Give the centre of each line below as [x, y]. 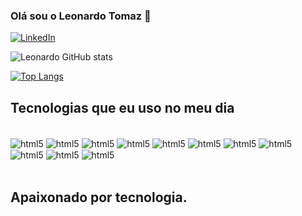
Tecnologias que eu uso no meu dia [122, 107]
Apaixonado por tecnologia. [99, 197]
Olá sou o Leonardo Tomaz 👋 [81, 16]
